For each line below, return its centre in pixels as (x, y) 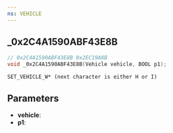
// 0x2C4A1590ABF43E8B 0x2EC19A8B (58, 58)
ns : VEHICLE (24, 14)
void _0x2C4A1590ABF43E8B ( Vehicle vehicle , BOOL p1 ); (87, 64)
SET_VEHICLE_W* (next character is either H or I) (82, 77)
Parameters (33, 98)
